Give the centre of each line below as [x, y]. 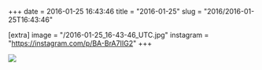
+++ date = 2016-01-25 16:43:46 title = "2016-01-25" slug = [105, 11]
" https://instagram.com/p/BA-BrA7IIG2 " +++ [80, 43]
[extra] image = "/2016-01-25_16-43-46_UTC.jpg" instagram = [109, 35]
